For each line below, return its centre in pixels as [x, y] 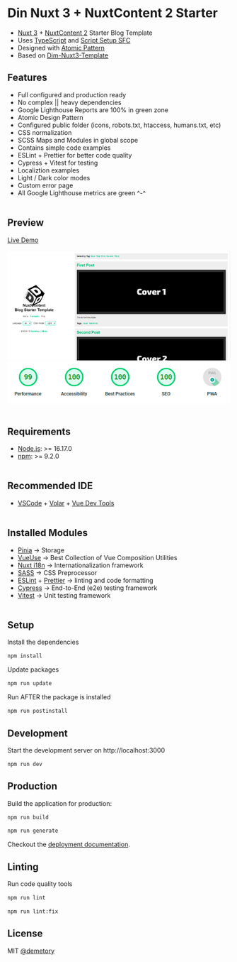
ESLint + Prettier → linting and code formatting [85, 580]
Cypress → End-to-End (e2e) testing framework [87, 588]
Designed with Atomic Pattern [61, 48]
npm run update [30, 684]
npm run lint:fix [33, 912]
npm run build [28, 817]
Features [27, 78]
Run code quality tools [40, 884]
